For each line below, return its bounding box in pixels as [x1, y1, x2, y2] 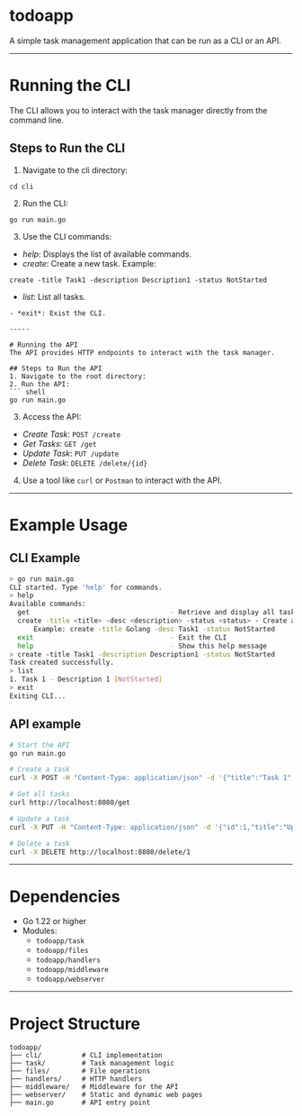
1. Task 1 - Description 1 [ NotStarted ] [9, 675, 164, 685]
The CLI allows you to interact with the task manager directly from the [9, 104, 268, 115]
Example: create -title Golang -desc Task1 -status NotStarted [32, 624, 276, 633]
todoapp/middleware [35, 966, 110, 975]
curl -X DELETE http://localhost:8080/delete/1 [9, 848, 191, 857]
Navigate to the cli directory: [22, 164, 129, 176]
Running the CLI [9, 76, 131, 95]
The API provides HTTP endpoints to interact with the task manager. [9, 348, 276, 357]
